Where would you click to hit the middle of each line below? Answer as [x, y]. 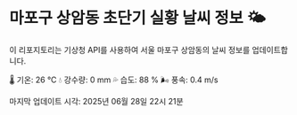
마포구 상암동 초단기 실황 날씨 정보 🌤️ [137, 18]
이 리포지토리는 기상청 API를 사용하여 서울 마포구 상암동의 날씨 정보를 [130, 50]
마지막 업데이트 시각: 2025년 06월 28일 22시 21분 [97, 101]
